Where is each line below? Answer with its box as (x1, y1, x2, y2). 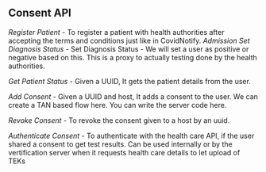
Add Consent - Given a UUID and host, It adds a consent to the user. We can (8, 91, 258, 101)
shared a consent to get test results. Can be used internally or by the (8, 139, 233, 149)
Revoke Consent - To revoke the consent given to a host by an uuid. (8, 115, 230, 125)
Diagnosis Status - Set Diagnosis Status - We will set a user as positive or (8, 44, 249, 54)
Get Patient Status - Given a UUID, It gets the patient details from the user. (8, 76, 252, 86)
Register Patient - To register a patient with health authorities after (8, 27, 225, 36)
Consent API (8, 6, 71, 20)
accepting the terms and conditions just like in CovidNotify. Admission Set (8, 36, 250, 45)
